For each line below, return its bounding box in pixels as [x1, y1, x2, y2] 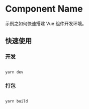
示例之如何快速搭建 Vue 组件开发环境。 [5, 20, 86, 26]
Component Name [5, 3, 83, 15]
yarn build [5, 98, 28, 104]
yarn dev [5, 69, 24, 75]
